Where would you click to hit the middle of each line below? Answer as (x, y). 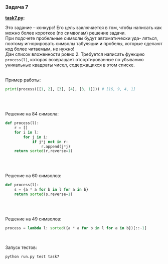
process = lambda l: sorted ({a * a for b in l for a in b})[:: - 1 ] (76, 228)
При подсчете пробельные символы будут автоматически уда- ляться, (82, 38)
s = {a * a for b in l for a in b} (51, 190)
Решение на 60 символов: (33, 176)
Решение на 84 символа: (32, 114)
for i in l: (27, 132)
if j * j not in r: (50, 142)
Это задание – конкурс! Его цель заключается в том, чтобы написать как (83, 28)
